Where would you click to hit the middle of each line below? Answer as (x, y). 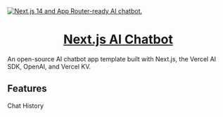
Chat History (26, 106)
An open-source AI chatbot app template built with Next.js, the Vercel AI (112, 58)
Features (27, 88)
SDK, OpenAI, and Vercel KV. (49, 66)
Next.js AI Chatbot (118, 40)
